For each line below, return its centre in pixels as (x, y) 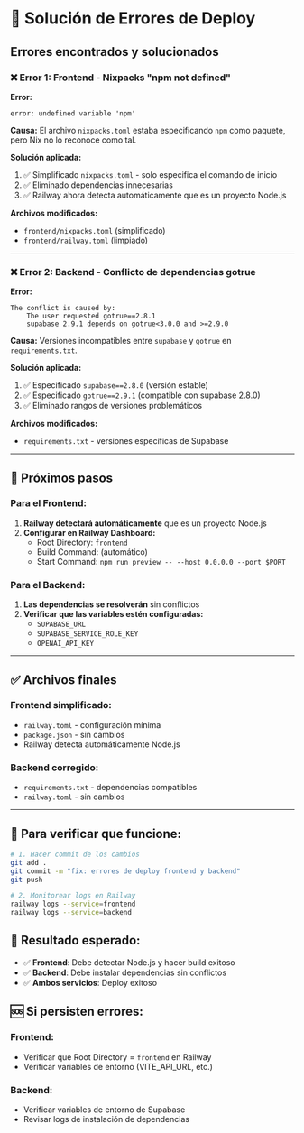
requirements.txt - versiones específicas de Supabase (126, 441)
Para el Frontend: (49, 503)
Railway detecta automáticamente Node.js (101, 744)
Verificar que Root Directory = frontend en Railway (117, 1057)
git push (27, 880)
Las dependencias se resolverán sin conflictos (111, 604)
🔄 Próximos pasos (62, 478)
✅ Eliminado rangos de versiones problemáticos (112, 406)
